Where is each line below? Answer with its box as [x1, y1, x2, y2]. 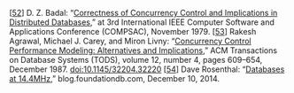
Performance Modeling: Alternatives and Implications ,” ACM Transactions [9, 45, 277, 56]
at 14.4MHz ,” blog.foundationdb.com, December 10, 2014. [9, 74, 220, 83]
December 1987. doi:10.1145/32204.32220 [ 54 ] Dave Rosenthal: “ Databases [9, 64, 285, 74]
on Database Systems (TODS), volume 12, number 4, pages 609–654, [9, 55, 263, 65]
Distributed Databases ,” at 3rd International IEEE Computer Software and [9, 17, 275, 27]
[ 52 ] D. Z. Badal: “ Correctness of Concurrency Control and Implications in [9, 8, 278, 18]
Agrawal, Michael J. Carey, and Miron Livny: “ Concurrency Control [9, 35, 251, 46]
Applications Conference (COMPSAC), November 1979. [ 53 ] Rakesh [9, 27, 257, 36]
